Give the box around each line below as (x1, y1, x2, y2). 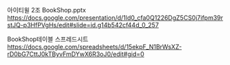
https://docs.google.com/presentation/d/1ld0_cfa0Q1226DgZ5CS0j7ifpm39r (7, 14, 223, 22)
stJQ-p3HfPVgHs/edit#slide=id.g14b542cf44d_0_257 (7, 21, 159, 29)
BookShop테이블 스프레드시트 (7, 35, 88, 43)
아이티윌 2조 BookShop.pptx (7, 6, 86, 14)
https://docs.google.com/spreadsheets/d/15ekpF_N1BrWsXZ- (7, 43, 182, 51)
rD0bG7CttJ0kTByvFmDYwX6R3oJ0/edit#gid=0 (7, 50, 145, 58)
